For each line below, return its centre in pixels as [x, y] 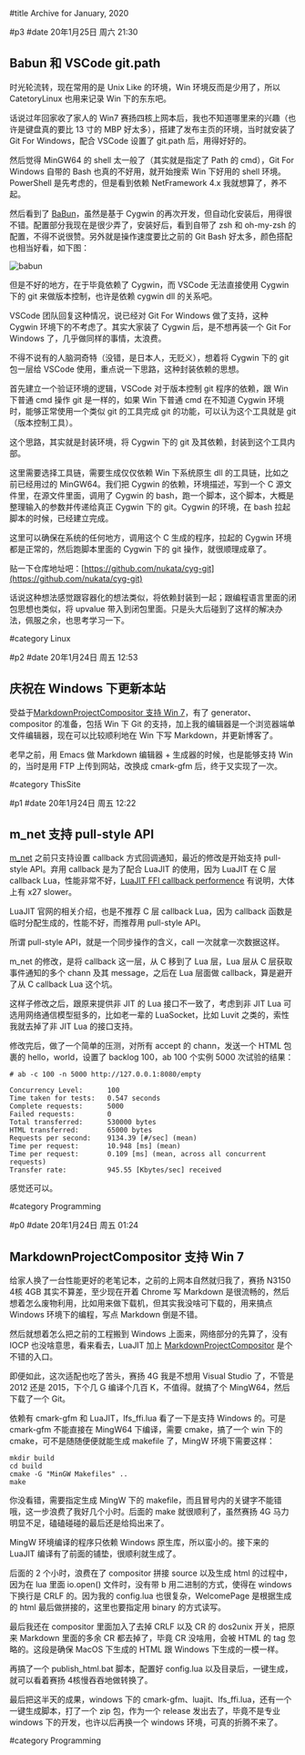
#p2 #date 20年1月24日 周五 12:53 [74, 657]
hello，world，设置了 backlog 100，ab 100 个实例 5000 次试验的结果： [160, 1057]
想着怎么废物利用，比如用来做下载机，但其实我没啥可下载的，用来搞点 [141, 1303]
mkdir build [32, 1458]
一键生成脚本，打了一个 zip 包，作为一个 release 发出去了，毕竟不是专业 [145, 1711]
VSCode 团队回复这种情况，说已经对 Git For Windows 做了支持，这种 [139, 315]
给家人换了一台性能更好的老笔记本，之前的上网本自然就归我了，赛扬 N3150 [150, 1280]
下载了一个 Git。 [40, 1399]
